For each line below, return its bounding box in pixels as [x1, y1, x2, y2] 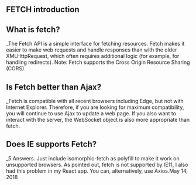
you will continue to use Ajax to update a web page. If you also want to [6, 110, 177, 117]
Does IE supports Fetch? [6, 139, 97, 149]
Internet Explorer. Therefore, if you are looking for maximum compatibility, [6, 104, 184, 111]
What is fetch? [6, 25, 60, 35]
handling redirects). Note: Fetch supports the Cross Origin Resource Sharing [6, 59, 190, 66]
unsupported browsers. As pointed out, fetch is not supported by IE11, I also [6, 161, 188, 168]
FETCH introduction [6, 5, 80, 15]
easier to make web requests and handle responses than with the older [6, 46, 177, 53]
